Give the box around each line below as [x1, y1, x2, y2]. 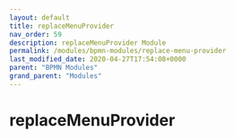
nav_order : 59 [9, 30, 63, 39]
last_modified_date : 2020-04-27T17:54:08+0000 [9, 55, 187, 64]
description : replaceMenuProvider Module [9, 38, 167, 48]
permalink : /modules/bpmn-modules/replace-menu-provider [9, 47, 227, 56]
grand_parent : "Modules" [9, 72, 102, 81]
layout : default [9, 13, 70, 22]
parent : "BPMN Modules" [9, 64, 99, 73]
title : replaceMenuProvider [9, 22, 115, 30]
